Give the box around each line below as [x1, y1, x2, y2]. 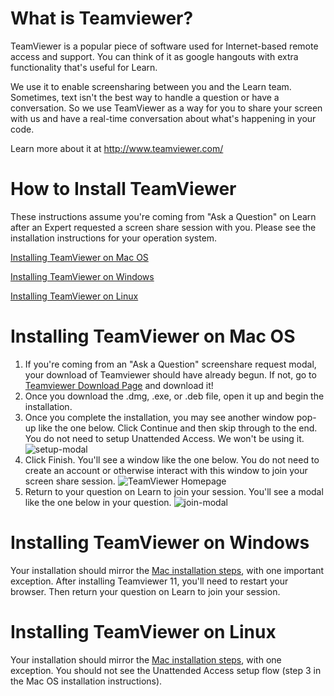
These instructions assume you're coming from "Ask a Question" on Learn [10, 210, 317, 222]
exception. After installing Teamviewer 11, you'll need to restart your [10, 575, 289, 587]
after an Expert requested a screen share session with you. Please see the [10, 221, 317, 233]
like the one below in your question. [24, 496, 172, 508]
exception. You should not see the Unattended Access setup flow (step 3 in [10, 664, 322, 676]
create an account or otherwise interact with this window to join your [24, 464, 308, 476]
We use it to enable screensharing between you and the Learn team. [10, 80, 292, 92]
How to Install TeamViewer [10, 178, 237, 201]
